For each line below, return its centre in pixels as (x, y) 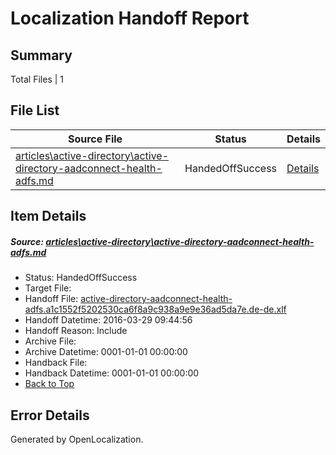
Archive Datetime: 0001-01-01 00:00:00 (106, 352)
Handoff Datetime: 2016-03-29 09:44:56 (108, 320)
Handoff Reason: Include (76, 331)
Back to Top (49, 384)
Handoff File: (51, 299)
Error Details (50, 415)
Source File (95, 139)
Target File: (48, 288)
